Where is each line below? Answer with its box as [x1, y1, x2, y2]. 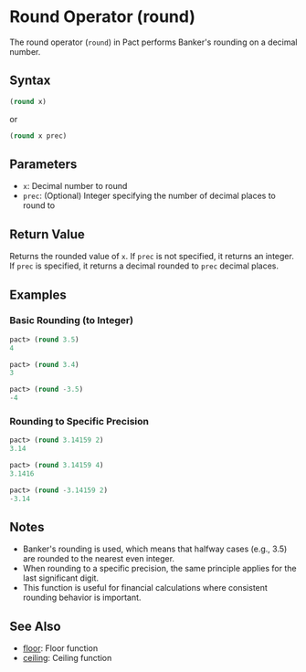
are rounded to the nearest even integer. [22, 553, 175, 564]
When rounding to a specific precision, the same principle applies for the [22, 563, 297, 574]
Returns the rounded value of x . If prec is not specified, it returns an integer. [9, 251, 294, 262]
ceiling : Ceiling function [22, 653, 112, 664]
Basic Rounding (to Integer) [9, 314, 134, 327]
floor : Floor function [22, 643, 99, 654]
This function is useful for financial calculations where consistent [22, 583, 268, 593]
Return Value [9, 226, 85, 242]
